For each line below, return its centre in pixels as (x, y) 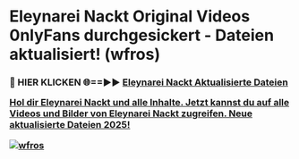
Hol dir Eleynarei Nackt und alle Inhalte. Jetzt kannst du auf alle (149, 103)
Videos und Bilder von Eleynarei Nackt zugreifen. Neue (131, 113)
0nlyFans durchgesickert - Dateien (142, 35)
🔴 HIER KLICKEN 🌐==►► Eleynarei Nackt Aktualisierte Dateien (149, 82)
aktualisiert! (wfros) (85, 54)
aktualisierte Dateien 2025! (70, 125)
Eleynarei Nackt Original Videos (130, 17)
